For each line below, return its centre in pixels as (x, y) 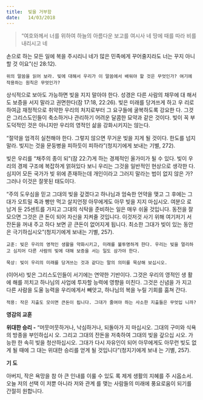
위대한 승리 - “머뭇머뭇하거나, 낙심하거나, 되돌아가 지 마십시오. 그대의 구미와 (96, 327)
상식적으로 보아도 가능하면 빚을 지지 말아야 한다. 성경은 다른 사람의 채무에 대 (96, 95)
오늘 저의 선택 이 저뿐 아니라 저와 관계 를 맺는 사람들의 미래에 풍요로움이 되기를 (99, 383)
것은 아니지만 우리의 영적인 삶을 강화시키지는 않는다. (88, 125)
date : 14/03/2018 (31, 18)
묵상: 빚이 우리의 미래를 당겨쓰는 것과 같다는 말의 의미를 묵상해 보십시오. (87, 262)
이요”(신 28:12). (38, 64)
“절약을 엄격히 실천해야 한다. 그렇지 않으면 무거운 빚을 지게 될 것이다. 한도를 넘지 (101, 138)
